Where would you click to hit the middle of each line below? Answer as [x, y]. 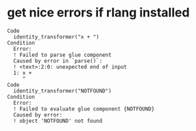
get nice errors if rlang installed [98, 13]
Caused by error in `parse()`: [58, 61]
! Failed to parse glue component [62, 55]
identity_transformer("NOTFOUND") [62, 91]
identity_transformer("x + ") [56, 37]
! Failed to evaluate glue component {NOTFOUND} [84, 109]
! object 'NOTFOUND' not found [58, 121]
